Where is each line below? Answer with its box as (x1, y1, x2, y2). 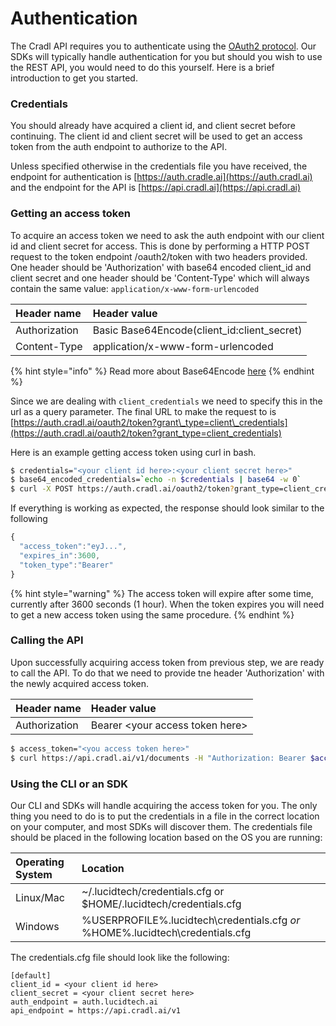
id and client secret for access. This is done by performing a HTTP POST (10, 240, 310, 252)
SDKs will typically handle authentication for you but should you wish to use (10, 50, 323, 62)
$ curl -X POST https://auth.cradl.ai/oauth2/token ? (10, 484, 235, 494)
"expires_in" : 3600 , (19, 550, 101, 561)
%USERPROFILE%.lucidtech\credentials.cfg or (81, 913, 301, 927)
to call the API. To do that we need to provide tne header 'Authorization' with (10, 667, 325, 679)
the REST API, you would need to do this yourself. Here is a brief (10, 61, 275, 73)
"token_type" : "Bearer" (19, 560, 114, 570)
